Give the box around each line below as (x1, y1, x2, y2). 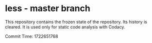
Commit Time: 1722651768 (5, 33, 58, 39)
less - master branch (5, 3, 91, 14)
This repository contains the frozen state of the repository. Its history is (5, 19, 147, 25)
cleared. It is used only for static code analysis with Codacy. (5, 24, 125, 29)
